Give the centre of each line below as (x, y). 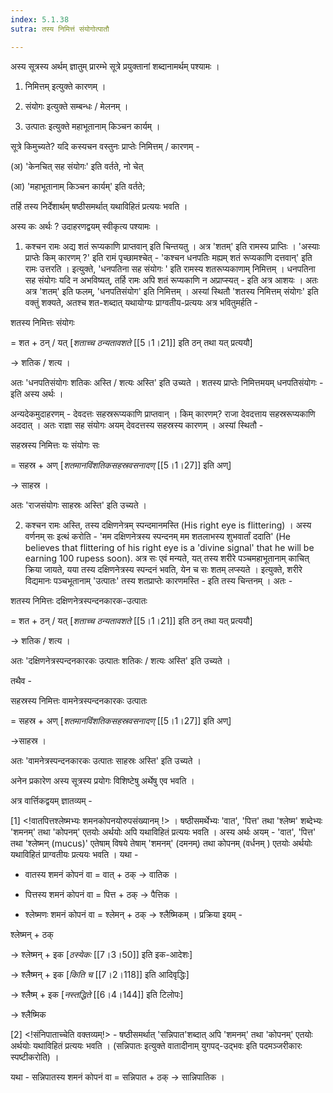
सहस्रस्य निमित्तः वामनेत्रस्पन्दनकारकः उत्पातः (79, 700)
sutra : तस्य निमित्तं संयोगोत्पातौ (60, 29)
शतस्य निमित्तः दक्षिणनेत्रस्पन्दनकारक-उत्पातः (79, 600)
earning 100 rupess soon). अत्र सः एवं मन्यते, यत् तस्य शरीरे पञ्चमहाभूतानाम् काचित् (167, 558)
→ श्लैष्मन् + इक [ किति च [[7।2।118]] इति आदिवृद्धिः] (100, 974)
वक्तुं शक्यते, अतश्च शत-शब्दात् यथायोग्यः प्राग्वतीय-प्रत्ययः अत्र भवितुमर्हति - (141, 302)
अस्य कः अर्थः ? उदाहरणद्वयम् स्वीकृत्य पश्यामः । (85, 226)
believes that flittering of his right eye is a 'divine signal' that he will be (169, 547)
